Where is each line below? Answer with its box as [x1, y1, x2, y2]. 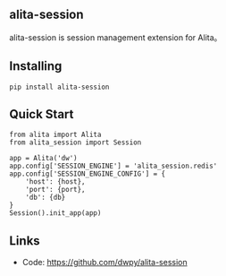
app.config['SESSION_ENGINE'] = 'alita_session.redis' [9, 161, 218, 171]
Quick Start [9, 107, 74, 122]
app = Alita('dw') [9, 154, 78, 163]
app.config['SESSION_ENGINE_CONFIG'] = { [9, 169, 166, 178]
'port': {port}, [25, 185, 87, 194]
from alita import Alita [9, 130, 102, 140]
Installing [9, 58, 63, 74]
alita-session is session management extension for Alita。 [9, 31, 222, 43]
